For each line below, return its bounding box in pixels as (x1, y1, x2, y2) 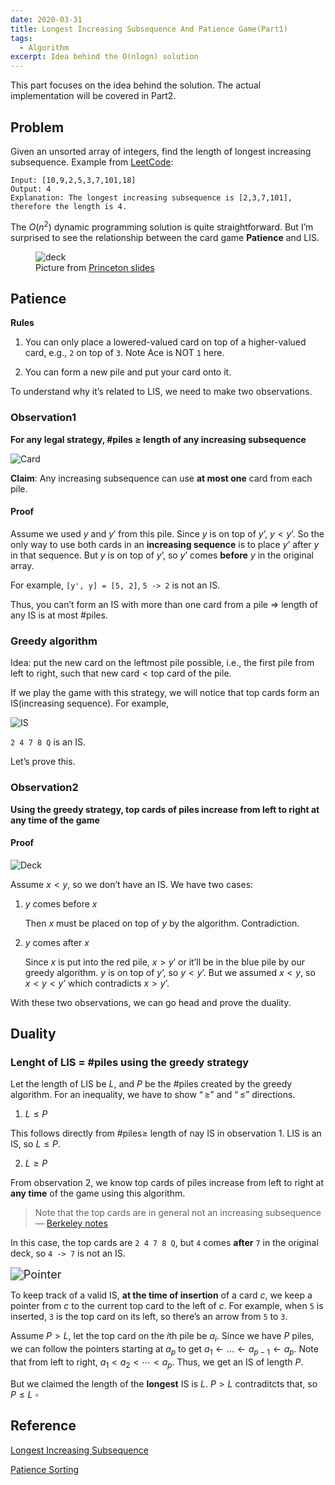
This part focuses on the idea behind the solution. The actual (10, 79, 262, 91)
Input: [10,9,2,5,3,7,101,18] (10, 175, 137, 185)
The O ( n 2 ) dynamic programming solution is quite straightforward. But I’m (10, 219, 314, 233)
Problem (10, 119, 65, 136)
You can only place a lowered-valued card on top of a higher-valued (24, 336, 307, 348)
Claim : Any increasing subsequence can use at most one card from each (10, 472, 313, 484)
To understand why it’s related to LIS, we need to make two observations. (10, 386, 313, 398)
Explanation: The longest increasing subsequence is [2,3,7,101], (10, 192, 293, 203)
